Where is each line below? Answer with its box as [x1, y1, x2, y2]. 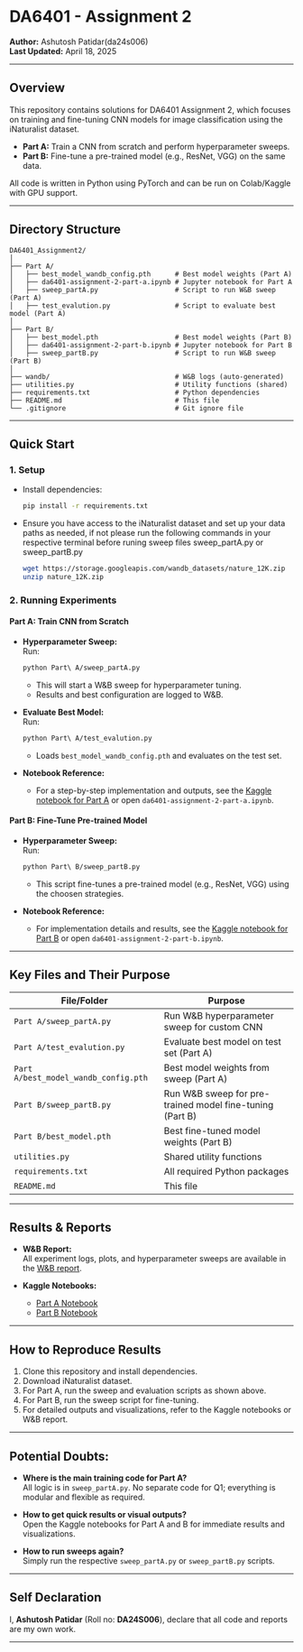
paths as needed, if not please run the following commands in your [22, 528, 271, 539]
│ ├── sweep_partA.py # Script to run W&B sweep [9, 285, 277, 294]
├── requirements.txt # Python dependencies [9, 388, 260, 397]
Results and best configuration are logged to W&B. [35, 688, 224, 700]
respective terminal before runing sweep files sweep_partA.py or [22, 537, 264, 548]
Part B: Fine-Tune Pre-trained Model [9, 815, 148, 826]
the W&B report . [22, 1263, 83, 1274]
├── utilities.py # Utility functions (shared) [9, 380, 289, 389]
